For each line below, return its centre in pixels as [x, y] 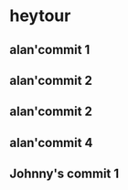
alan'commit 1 [50, 50]
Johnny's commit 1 [64, 174]
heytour [40, 16]
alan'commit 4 [51, 142]
